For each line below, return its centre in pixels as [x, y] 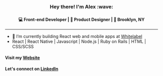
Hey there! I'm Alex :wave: [81, 7]
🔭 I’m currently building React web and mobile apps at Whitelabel [77, 37]
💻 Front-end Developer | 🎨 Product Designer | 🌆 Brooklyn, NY [81, 19]
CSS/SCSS [23, 47]
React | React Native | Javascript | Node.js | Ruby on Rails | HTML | [79, 41]
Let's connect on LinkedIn [32, 69]
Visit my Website [23, 58]
